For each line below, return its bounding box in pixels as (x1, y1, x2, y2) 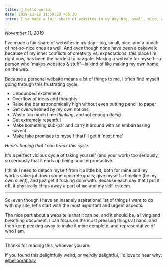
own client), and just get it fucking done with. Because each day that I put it (5, 178, 160, 184)
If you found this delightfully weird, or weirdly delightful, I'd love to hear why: (5, 252, 162, 258)
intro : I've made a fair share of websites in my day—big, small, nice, (5, 16, 159, 21)
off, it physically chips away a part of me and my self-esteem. (5, 183, 132, 189)
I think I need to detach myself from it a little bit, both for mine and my (5, 167, 148, 173)
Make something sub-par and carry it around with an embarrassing (12, 122, 150, 128)
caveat (12, 128, 26, 134)
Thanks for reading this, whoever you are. (5, 242, 91, 249)
